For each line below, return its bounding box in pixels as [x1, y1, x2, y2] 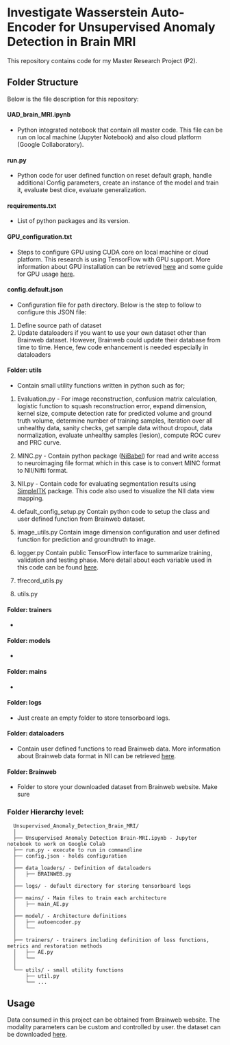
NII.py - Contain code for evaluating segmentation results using [16, 479, 196, 488]
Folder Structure [7, 77, 79, 89]
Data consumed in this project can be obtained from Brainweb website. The [7, 1015, 220, 1024]
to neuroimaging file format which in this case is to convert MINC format [16, 458, 221, 467]
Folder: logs [7, 698, 42, 707]
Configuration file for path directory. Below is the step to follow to [16, 301, 202, 309]
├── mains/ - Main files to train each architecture [13, 895, 167, 902]
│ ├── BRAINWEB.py [13, 871, 72, 878]
